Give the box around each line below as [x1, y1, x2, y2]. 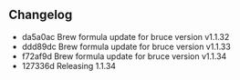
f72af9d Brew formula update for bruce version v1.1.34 [21, 50, 227, 62]
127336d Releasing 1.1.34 [21, 60, 116, 71]
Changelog [8, 7, 73, 23]
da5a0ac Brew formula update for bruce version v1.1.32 [21, 31, 230, 42]
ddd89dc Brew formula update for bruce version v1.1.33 [21, 41, 232, 52]
